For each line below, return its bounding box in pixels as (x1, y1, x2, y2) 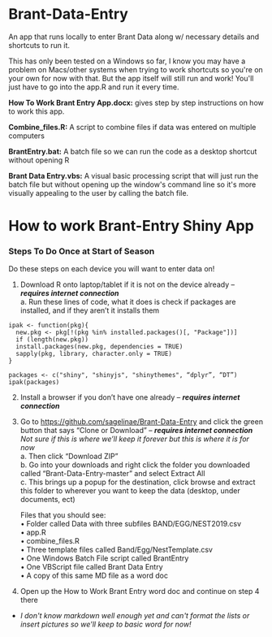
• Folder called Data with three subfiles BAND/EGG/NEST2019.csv (19, 519, 242, 529)
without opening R (8, 155, 70, 165)
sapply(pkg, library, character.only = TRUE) (15, 350, 173, 358)
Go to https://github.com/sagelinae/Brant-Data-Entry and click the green (19, 417, 264, 427)
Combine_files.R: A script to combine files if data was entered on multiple (8, 122, 257, 132)
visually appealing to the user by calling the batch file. (8, 188, 189, 197)
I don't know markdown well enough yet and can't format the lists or (19, 611, 250, 621)
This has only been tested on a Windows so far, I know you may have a (8, 56, 246, 66)
